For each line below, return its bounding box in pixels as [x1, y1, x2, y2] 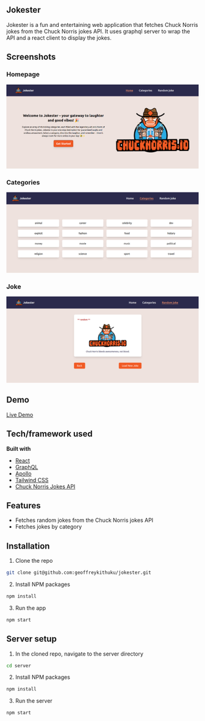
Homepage [6, 70, 40, 79]
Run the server [15, 697, 53, 705]
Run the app [15, 604, 46, 612]
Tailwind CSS [15, 476, 49, 483]
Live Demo [6, 411, 34, 418]
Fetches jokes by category [15, 523, 82, 530]
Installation [6, 541, 50, 551]
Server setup [6, 634, 57, 644]
